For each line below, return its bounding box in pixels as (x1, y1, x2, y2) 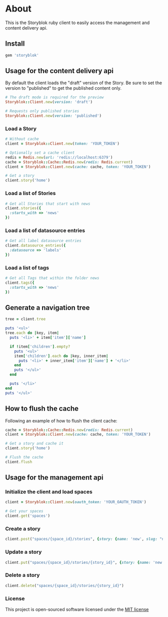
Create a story (5, 525, 41, 532)
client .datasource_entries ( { (5, 243, 66, 248)
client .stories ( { (5, 206, 41, 211)
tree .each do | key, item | (5, 330, 59, 336)
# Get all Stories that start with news (5, 201, 91, 206)
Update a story (5, 548, 42, 555)
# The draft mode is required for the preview (5, 95, 104, 100)
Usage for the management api (5, 473, 103, 482)
